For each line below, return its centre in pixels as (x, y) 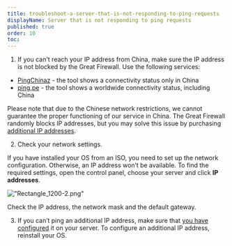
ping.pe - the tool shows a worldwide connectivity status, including (114, 88)
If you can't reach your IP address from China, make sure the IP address (121, 59)
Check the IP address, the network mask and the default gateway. (102, 207)
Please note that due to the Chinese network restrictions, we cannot (105, 109)
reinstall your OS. (42, 236)
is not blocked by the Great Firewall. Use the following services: (109, 67)
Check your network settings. (60, 144)
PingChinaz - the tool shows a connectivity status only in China (108, 80)
